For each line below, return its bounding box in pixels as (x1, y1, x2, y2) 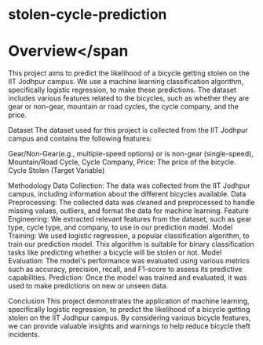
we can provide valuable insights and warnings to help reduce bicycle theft (8, 321, 251, 331)
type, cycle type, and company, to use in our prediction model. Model (8, 222, 233, 233)
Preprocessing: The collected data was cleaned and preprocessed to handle (8, 198, 255, 207)
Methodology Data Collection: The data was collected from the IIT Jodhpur (8, 181, 250, 190)
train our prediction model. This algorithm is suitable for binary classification (8, 240, 255, 249)
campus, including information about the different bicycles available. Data (8, 189, 247, 199)
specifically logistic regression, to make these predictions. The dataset (8, 85, 237, 95)
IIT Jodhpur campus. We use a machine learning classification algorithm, (8, 77, 244, 86)
